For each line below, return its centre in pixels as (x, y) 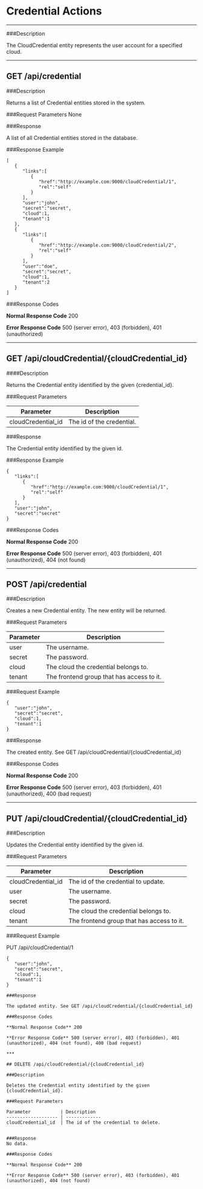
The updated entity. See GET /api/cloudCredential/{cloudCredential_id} (100, 1006)
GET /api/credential (44, 76)
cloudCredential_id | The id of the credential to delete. (84, 1123)
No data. (17, 1144)
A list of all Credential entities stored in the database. (72, 138)
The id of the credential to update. (117, 882)
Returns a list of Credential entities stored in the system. (76, 102)
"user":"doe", (40, 266)
